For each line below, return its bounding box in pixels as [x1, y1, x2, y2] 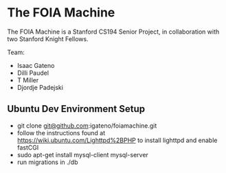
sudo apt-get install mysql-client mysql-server [16, 150, 149, 159]
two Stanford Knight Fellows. [7, 34, 89, 43]
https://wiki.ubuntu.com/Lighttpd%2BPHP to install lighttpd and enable [16, 136, 218, 144]
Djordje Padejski [16, 83, 64, 91]
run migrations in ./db [16, 158, 78, 166]
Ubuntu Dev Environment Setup [7, 103, 146, 115]
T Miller [16, 76, 39, 84]
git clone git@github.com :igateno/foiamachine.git [16, 122, 157, 130]
